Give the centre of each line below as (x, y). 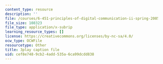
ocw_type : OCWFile (24, 41)
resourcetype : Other (26, 45)
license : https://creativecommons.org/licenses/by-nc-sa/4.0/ (69, 37)
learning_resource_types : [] (34, 32)
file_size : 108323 (24, 23)
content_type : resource (29, 9)
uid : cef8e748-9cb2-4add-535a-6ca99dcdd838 (50, 54)
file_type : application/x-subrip (39, 27)
